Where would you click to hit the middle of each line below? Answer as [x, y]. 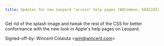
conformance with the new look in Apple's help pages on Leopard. [73, 29]
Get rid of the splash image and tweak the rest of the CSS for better [74, 23]
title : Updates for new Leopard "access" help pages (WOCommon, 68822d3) [82, 10]
